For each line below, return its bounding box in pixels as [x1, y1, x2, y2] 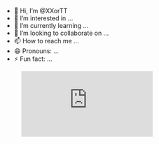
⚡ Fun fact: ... [13, 55, 53, 63]
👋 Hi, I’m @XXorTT [13, 7, 68, 15]
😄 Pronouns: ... [13, 47, 60, 55]
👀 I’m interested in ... [13, 14, 74, 22]
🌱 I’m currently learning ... [13, 22, 89, 29]
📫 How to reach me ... [13, 37, 79, 45]
